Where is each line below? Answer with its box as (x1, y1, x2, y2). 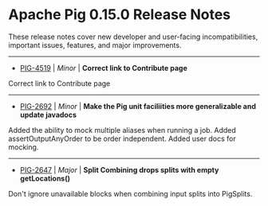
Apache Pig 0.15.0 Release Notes (8, 6, 231, 24)
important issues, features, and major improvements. (8, 40, 182, 49)
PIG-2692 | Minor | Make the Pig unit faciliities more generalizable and (19, 101, 257, 111)
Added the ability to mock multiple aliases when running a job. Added (8, 125, 237, 134)
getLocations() (19, 173, 70, 183)
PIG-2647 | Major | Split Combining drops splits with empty (19, 165, 219, 174)
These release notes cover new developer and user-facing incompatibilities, (8, 32, 258, 41)
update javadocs (19, 110, 77, 119)
